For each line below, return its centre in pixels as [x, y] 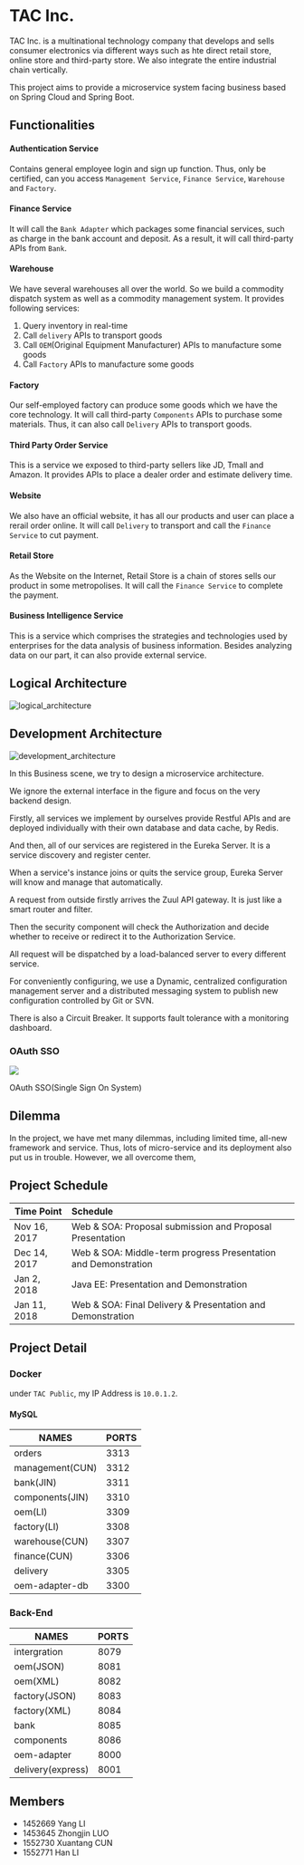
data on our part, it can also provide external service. [108, 655]
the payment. [34, 595]
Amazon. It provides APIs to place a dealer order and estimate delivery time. [151, 475]
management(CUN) [56, 1468]
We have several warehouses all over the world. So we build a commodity [147, 288]
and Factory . [33, 187]
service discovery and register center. [80, 855]
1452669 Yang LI [54, 1823]
